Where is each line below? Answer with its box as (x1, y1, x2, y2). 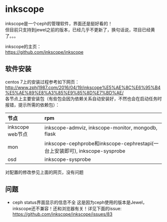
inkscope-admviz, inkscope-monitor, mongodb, (44, 124, 158, 131)
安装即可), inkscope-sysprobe (54, 148, 126, 154)
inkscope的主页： (5, 43, 41, 49)
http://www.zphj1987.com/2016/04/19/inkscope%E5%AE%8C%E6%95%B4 (5, 84, 161, 90)
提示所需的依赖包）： (18, 102, 60, 108)
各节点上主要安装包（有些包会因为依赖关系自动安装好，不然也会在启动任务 (5, 95, 158, 101)
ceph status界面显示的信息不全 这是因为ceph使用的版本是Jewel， (12, 199, 148, 205)
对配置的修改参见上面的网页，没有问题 (5, 169, 83, 175)
